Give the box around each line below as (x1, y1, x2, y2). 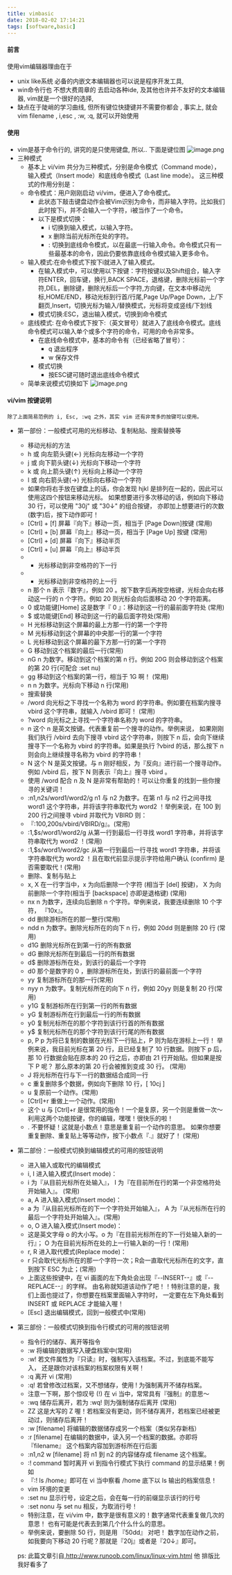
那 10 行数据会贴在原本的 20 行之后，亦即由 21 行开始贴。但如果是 (27, 1053, 216, 1062)
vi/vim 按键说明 (7, 396, 52, 405)
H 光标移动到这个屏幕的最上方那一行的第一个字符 (27, 620, 168, 628)
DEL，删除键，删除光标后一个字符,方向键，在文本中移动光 (46, 283, 211, 292)
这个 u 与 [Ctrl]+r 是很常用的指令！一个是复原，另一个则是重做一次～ (27, 1105, 224, 1114)
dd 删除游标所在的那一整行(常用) (27, 915, 121, 923)
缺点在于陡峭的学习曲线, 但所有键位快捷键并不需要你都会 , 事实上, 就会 (17, 103, 218, 111)
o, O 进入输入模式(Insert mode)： (27, 1221, 123, 1230)
